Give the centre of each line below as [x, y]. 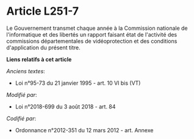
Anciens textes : [26, 71]
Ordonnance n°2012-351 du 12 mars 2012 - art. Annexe [84, 130]
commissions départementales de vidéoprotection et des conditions [92, 41]
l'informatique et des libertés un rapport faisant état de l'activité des [92, 34]
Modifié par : [22, 94]
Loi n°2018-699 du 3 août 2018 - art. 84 [65, 106]
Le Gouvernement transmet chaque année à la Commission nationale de [97, 28]
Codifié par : [21, 118]
